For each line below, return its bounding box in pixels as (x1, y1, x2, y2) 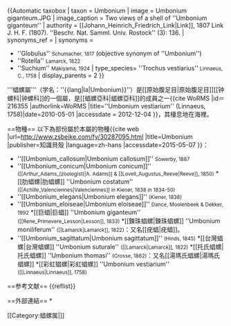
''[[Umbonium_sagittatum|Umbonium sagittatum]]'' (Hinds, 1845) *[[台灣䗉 (17, 234, 223, 242)
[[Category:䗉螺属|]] (7, 311, 65, 319)
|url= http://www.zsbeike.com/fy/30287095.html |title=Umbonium (7, 133, 193, 141)
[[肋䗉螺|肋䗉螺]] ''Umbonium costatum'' (17, 178, 133, 186)
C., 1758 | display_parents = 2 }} (17, 71, 105, 79)
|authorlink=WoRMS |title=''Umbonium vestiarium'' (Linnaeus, (30, 102, 206, 110)
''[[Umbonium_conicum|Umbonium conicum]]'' (17, 162, 151, 170)
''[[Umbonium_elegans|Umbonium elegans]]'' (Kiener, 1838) (17, 193, 182, 200)
